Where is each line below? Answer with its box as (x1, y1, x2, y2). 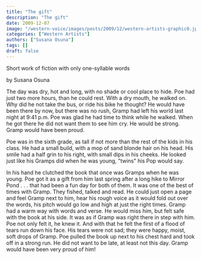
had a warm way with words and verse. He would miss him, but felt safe (6, 207, 185, 214)
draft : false (6, 48, 39, 54)
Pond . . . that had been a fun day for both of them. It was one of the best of (6, 181, 194, 189)
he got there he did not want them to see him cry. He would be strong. (6, 120, 180, 127)
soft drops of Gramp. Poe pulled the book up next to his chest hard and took (6, 232, 195, 240)
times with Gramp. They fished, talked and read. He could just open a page (6, 188, 192, 195)
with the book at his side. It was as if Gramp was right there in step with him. (6, 213, 195, 220)
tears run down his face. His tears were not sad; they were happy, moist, (6, 226, 186, 234)
